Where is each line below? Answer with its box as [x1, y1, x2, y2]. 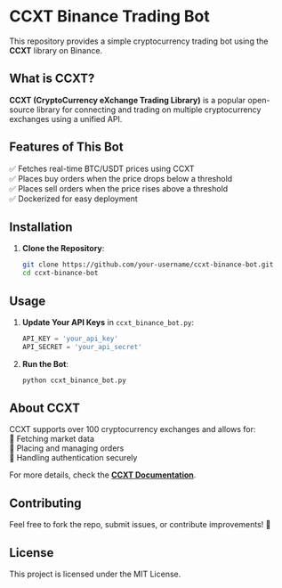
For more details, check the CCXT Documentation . [9, 470, 197, 480]
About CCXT [9, 400, 80, 415]
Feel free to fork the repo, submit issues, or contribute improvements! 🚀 [9, 519, 271, 530]
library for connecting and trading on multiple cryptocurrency [36, 104, 262, 115]
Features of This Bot [9, 140, 124, 155]
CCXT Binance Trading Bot [9, 6, 211, 27]
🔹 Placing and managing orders [9, 443, 125, 453]
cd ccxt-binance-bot [21, 269, 99, 278]
